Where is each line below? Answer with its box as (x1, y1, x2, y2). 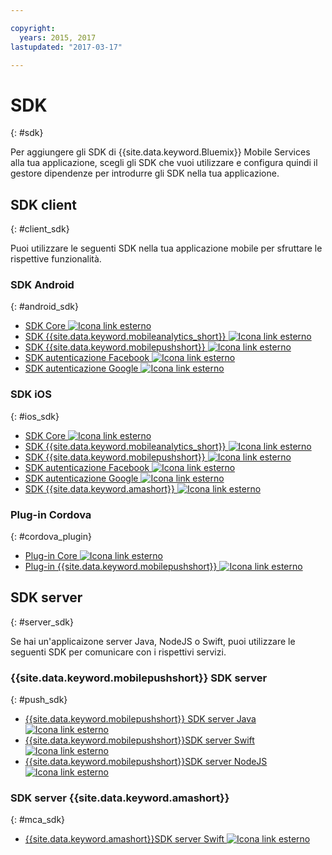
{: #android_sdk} (10, 301, 79, 313)
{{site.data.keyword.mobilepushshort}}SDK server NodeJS (24, 756, 268, 768)
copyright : (10, 23, 56, 33)
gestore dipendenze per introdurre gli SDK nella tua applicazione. (10, 167, 280, 180)
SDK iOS (10, 387, 52, 401)
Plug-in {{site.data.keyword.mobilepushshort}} (24, 561, 218, 573)
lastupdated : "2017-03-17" (10, 42, 123, 52)
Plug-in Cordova (10, 507, 92, 521)
